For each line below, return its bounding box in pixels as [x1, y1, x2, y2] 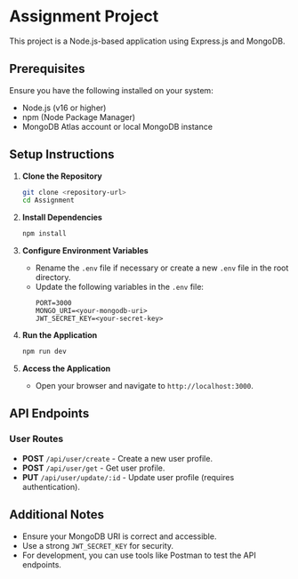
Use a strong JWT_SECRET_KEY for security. [21, 540, 174, 551]
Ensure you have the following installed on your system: [9, 84, 213, 95]
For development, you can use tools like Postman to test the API [21, 550, 256, 560]
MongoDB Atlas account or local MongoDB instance [21, 121, 213, 132]
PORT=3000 [35, 299, 73, 308]
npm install [21, 229, 67, 238]
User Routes [9, 433, 64, 446]
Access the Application [21, 363, 111, 374]
